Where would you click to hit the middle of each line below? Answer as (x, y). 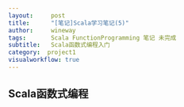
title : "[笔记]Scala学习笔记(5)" (69, 23)
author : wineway (42, 30)
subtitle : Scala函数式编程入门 (59, 45)
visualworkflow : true (44, 60)
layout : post (37, 15)
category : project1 (42, 52)
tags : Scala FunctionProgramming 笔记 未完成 (92, 38)
